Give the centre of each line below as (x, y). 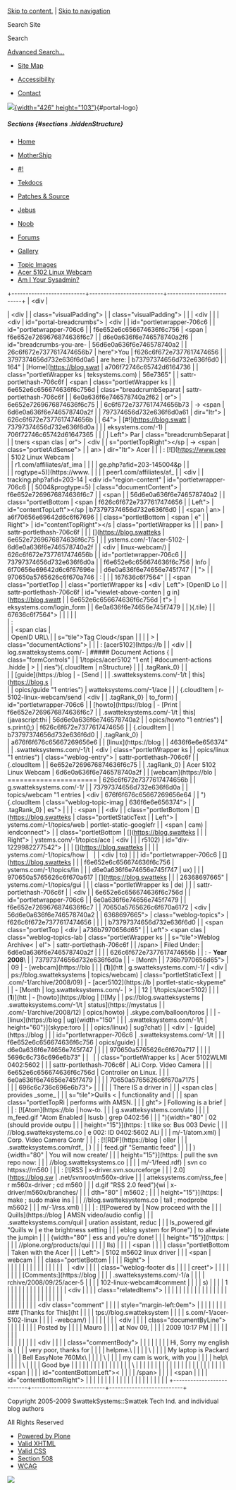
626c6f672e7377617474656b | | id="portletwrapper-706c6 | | (97, 554)
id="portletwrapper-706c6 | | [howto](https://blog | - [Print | (94, 704)
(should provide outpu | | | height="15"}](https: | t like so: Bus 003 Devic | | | (117, 1125)
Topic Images (37, 264)
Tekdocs (30, 182)
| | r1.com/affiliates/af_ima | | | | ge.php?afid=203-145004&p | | (98, 464)
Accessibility (36, 79)
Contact (29, 93)
